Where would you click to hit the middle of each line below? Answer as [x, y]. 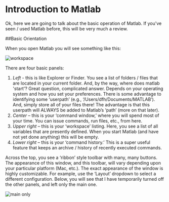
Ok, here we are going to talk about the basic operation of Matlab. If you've [83, 23]
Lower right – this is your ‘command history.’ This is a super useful [81, 142]
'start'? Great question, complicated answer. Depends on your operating [88, 88]
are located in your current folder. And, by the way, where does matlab [86, 83]
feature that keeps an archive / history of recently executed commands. [87, 147]
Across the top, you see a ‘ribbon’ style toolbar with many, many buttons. [81, 157]
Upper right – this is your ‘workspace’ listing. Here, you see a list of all [85, 126]
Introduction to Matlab [53, 9]
